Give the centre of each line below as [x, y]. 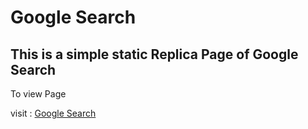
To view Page [38, 94]
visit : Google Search [53, 113]
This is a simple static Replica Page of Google [154, 54]
